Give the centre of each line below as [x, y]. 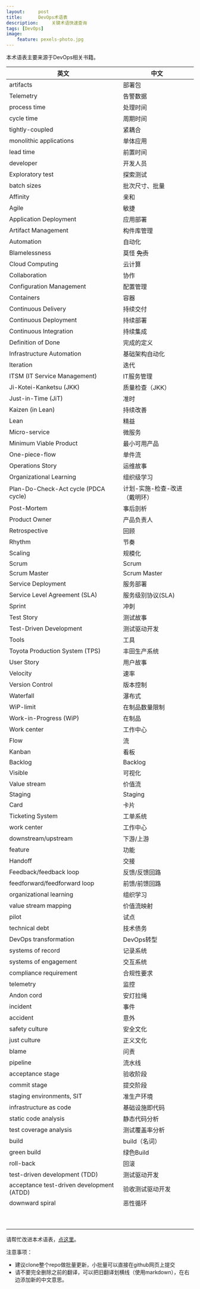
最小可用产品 [141, 444]
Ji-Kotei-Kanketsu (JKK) [45, 387]
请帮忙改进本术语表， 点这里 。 [43, 1239]
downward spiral [32, 1203]
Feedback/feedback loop [44, 872]
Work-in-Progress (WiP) [44, 718]
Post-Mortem [28, 508]
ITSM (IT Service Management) [53, 376]
